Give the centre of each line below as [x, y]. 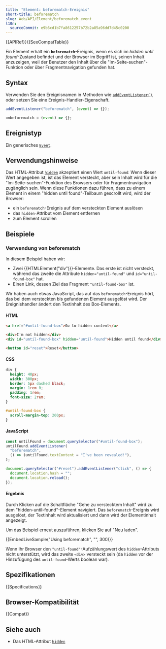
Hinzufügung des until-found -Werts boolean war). [57, 559]
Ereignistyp [24, 133]
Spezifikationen [31, 575]
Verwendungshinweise [42, 160]
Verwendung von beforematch [43, 248]
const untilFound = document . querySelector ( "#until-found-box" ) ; [74, 442]
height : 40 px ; [24, 374]
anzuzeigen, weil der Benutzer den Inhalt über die [56, 62]
